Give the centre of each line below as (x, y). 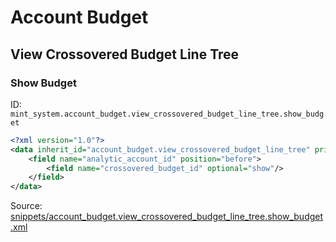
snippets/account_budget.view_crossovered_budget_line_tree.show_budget (167, 217)
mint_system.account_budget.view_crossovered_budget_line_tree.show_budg (167, 114)
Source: (26, 206)
